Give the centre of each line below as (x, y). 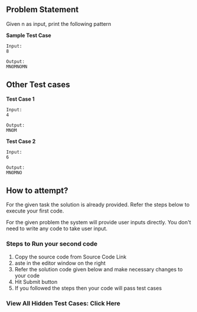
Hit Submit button (36, 281)
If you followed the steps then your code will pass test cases (88, 288)
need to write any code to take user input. (57, 228)
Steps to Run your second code (52, 244)
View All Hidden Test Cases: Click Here (63, 303)
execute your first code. (35, 211)
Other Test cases (38, 85)
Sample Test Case (29, 35)
